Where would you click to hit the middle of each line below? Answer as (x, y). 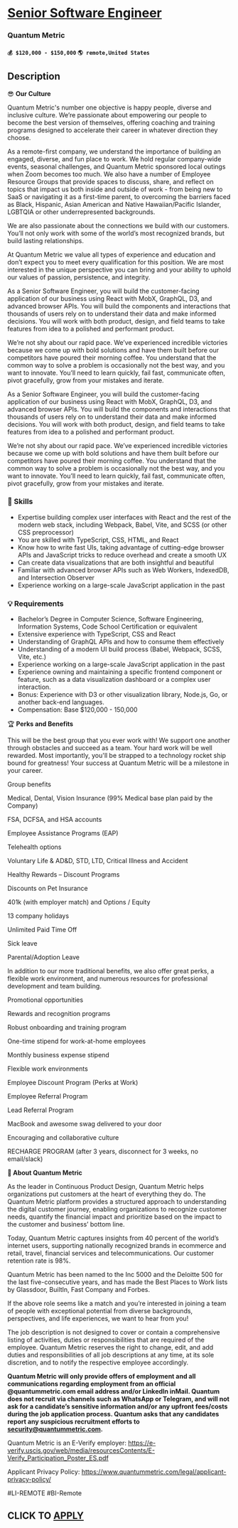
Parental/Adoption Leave (44, 957)
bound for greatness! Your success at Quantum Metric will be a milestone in (118, 763)
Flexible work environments (48, 1069)
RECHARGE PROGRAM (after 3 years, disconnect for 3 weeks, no (103, 1152)
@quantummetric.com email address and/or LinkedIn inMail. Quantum (114, 1391)
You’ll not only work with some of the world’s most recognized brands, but (116, 233)
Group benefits (29, 784)
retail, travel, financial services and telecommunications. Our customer (111, 1254)
